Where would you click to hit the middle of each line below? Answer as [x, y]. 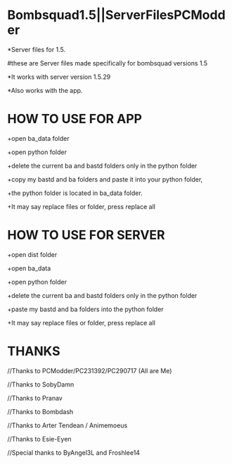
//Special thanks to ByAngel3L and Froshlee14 [74, 452]
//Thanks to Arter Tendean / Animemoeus [67, 425]
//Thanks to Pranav [35, 398]
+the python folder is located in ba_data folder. [75, 193]
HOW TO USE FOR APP [75, 119]
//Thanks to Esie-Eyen [39, 439]
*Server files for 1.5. [36, 49]
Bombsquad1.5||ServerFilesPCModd [117, 15]
